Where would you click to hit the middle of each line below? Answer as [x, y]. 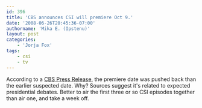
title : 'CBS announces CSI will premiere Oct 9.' [70, 17]
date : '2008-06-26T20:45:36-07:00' [51, 23]
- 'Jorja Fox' [35, 46]
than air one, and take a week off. [48, 98]
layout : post [23, 34]
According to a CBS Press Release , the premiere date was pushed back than [101, 79]
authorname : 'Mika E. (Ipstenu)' [48, 28]
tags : [13, 51]
